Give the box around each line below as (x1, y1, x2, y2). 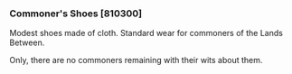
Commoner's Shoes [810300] (9, 7, 143, 20)
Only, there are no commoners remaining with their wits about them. (9, 55, 263, 66)
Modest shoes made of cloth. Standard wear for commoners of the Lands (9, 28, 283, 39)
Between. (9, 37, 45, 48)
